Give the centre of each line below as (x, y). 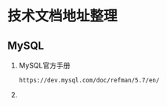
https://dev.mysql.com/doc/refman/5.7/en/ (89, 80)
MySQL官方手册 (44, 65)
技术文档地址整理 (63, 16)
